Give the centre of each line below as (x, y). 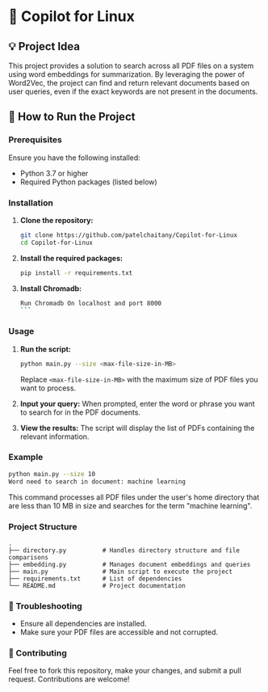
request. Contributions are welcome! (69, 679)
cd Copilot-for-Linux (56, 243)
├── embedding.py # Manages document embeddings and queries (130, 564)
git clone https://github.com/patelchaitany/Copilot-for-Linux (129, 235)
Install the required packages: (71, 258)
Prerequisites (35, 140)
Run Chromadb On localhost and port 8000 (90, 303)
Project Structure (43, 526)
